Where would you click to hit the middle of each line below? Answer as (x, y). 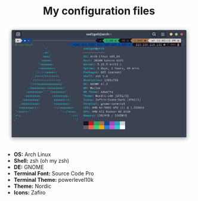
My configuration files (99, 11)
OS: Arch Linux (32, 154)
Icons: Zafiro (30, 192)
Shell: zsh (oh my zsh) (41, 160)
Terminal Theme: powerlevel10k (54, 179)
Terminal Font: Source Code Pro (54, 173)
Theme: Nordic (32, 186)
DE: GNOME (29, 167)
